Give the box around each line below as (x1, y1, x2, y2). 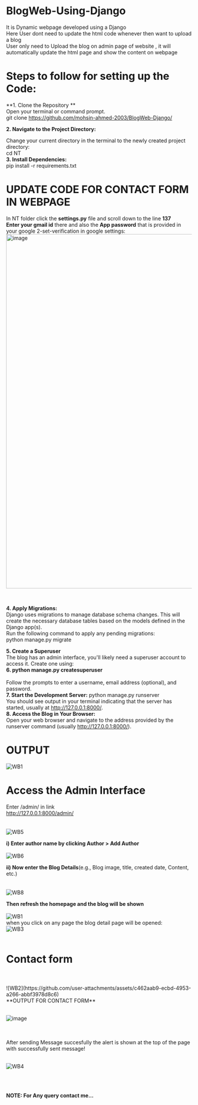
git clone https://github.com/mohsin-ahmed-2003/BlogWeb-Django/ (6, 114, 173, 121)
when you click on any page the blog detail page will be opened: (6, 919, 163, 926)
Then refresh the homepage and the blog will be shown (6, 900, 144, 907)
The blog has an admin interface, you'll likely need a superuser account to (6, 654, 186, 661)
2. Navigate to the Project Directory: (6, 125, 96, 132)
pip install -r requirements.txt (6, 162, 77, 169)
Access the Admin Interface (6, 784, 146, 797)
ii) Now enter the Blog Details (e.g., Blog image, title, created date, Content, (6, 863, 189, 871)
